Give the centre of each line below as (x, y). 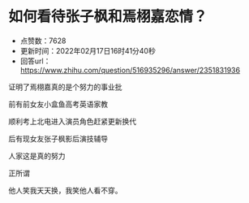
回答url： (35, 61)
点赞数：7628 (43, 41)
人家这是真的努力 (37, 156)
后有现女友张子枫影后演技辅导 (58, 138)
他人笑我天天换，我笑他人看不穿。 (65, 190)
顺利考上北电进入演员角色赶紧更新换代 (72, 121)
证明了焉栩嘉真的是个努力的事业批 (65, 87)
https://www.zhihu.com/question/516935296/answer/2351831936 (130, 70)
